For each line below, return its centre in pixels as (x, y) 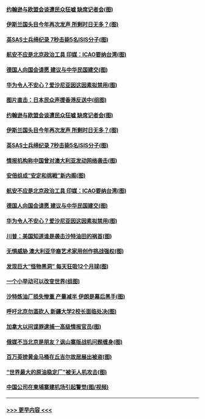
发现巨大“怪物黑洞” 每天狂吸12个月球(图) (57, 266)
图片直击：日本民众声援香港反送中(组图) (56, 100)
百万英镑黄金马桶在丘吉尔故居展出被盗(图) (59, 357)
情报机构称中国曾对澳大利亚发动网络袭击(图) (62, 160)
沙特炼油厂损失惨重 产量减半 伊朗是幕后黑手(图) (66, 296)
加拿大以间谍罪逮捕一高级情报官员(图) (54, 327)
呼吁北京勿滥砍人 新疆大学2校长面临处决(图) (62, 312)
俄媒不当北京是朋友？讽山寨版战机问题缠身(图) (65, 341)
